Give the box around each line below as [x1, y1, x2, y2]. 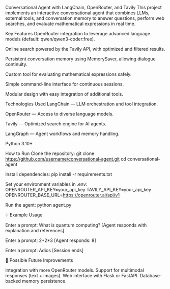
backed [5, 278, 21, 284]
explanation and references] [5, 228, 65, 233]
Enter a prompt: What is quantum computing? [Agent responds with [5, 222, 147, 228]
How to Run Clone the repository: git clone [5, 150, 95, 157]
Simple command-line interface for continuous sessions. [5, 81, 124, 87]
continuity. [5, 61, 27, 67]
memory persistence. [22, 278, 67, 284]
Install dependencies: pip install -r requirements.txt [5, 171, 112, 177]
